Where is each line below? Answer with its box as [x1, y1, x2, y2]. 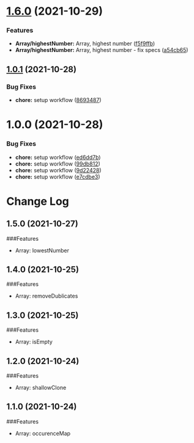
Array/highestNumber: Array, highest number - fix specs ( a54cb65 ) [15, 46, 188, 54]
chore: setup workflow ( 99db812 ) [15, 160, 101, 167]
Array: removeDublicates [15, 292, 78, 300]
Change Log [6, 194, 69, 208]
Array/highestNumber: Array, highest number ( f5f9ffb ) [15, 40, 155, 47]
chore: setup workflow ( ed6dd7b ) [15, 153, 101, 161]
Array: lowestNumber [15, 246, 69, 254]
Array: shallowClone [15, 384, 67, 392]
